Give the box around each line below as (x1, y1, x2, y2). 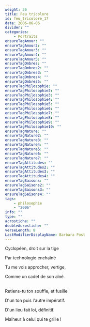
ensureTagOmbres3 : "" (5, 70, 49, 75)
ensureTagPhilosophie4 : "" (5, 97, 60, 102)
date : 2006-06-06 (5, 20, 40, 26)
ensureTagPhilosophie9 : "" (5, 120, 60, 125)
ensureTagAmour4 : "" (5, 52, 47, 57)
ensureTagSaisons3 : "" (5, 187, 51, 192)
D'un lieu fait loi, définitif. (5, 307, 55, 313)
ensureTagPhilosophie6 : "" (5, 106, 60, 111)
